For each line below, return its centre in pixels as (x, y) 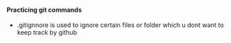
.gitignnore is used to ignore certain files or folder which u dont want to (120, 25)
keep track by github (47, 33)
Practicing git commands (44, 10)
